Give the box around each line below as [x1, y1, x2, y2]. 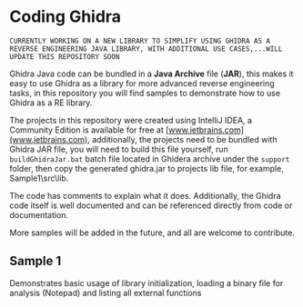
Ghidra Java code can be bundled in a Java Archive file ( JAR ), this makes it [9, 68, 294, 79]
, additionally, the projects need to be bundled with [87, 134, 278, 144]
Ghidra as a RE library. [9, 97, 93, 108]
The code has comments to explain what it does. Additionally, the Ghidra [9, 190, 281, 201]
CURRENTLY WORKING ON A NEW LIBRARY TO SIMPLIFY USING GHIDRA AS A [9, 36, 271, 45]
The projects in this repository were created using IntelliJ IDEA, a [9, 114, 253, 125]
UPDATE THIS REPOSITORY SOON [9, 52, 120, 61]
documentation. [9, 209, 69, 220]
